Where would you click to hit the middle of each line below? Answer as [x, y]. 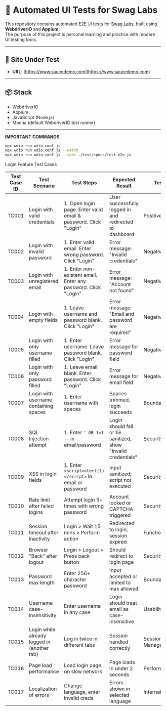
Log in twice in [81, 639]
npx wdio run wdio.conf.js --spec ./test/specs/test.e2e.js [68, 155]
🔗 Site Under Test [32, 60]
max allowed [124, 589]
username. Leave [84, 347]
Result [124, 186]
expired [118, 542]
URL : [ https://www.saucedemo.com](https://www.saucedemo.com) [81, 72]
